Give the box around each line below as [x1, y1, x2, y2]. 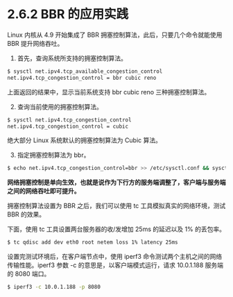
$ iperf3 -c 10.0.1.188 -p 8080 [7, 284, 101, 291]
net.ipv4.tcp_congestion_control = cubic [7, 123, 129, 130]
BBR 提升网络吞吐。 [7, 39, 64, 47]
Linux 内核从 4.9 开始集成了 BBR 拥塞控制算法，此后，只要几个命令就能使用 [7, 31, 223, 39]
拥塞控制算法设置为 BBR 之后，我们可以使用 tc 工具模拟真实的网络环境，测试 [7, 202, 226, 210]
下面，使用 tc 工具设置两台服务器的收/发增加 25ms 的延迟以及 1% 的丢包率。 [7, 225, 226, 233]
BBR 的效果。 [7, 210, 46, 219]
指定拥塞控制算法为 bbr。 [17, 151, 90, 160]
